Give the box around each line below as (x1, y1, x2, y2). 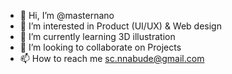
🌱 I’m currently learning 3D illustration (19, 31, 176, 42)
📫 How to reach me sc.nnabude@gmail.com (19, 53, 205, 64)
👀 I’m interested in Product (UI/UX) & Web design (19, 20, 222, 32)
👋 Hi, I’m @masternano (19, 10, 115, 21)
